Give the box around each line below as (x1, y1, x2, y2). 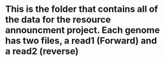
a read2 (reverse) (5, 46, 79, 57)
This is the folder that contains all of (5, 3, 158, 15)
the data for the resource (5, 14, 111, 25)
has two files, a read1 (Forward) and (5, 35, 157, 47)
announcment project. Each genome (5, 25, 160, 36)
